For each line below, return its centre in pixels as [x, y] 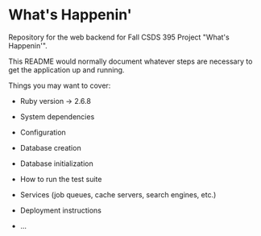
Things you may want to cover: [60, 85]
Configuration [43, 132]
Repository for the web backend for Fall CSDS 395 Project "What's [119, 37]
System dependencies [57, 116]
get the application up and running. [66, 69]
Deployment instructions [61, 210]
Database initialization [57, 164]
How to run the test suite [61, 179]
